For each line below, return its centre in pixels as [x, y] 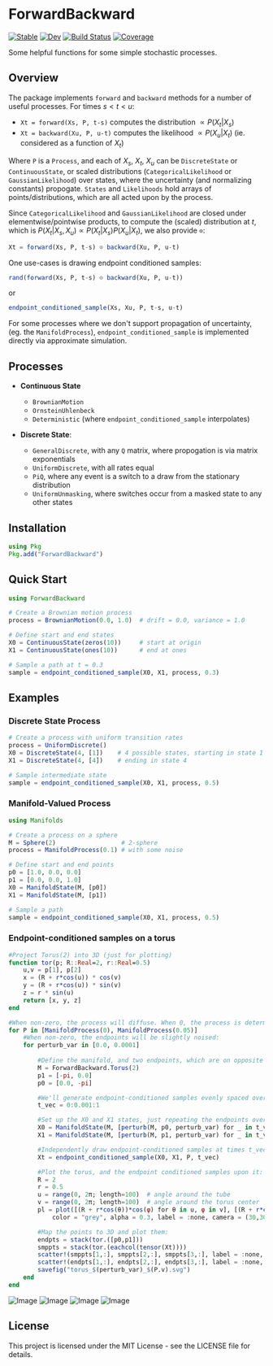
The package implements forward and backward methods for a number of [130, 98]
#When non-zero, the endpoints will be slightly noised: [121, 1038]
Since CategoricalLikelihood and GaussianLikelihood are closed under [127, 213]
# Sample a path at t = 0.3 [56, 665]
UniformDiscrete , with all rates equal [93, 468]
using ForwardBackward [47, 598]
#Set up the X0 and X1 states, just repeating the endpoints [143, 1120]
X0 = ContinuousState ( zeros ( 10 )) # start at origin [105, 643]
